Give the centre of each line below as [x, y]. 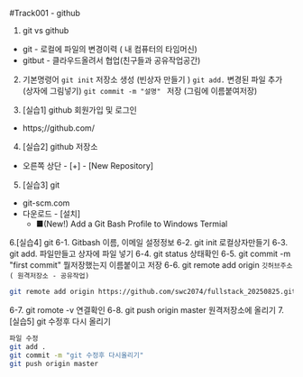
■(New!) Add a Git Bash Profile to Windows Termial [132, 224]
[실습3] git [41, 185]
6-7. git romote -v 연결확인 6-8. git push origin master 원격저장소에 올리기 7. [147, 309]
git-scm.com [46, 203]
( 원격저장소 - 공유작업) [50, 276]
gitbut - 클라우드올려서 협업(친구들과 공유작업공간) [111, 60]
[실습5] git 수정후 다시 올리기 [60, 321]
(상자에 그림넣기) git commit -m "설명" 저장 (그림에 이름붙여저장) [140, 91]
